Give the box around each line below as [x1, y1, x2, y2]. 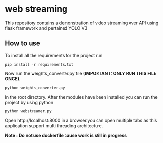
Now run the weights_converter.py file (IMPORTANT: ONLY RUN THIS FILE [5, 71, 157, 76]
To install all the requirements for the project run [5, 52, 103, 58]
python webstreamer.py [5, 108, 52, 114]
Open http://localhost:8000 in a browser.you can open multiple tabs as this [5, 117, 157, 123]
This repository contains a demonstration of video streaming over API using [5, 20, 159, 26]
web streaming [5, 3, 68, 15]
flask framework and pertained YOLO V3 [5, 25, 88, 31]
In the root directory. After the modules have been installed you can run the [5, 94, 158, 100]
